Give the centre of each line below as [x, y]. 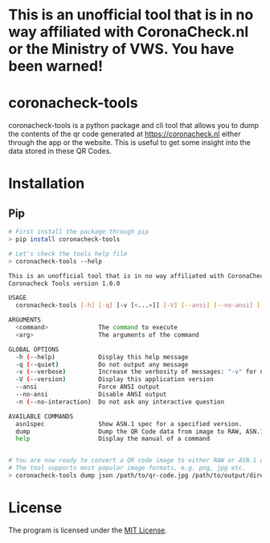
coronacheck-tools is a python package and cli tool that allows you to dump [134, 126]
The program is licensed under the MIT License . [88, 530]
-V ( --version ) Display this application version [115, 379]
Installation [47, 184]
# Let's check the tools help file [68, 254]
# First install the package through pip [79, 232]
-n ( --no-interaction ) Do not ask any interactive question [120, 402]
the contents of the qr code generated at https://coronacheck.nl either [125, 134]
